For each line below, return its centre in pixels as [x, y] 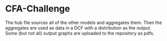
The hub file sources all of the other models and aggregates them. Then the [84, 22]
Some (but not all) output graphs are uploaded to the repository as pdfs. [80, 33]
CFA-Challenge [38, 9]
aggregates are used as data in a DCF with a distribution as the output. [78, 27]
